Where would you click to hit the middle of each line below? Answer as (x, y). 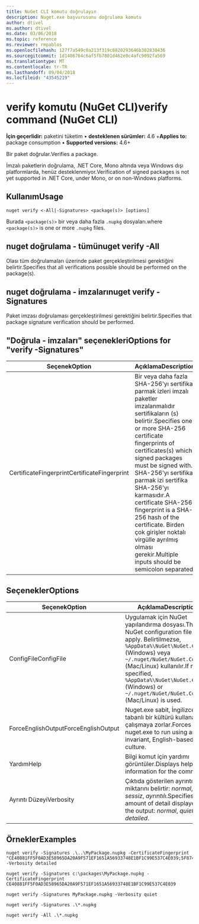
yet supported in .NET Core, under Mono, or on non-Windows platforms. (94, 178)
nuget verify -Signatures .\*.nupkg (51, 905)
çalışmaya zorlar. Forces (158, 725)
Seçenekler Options (43, 590)
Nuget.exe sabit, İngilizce (160, 710)
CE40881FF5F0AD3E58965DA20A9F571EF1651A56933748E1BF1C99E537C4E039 (91, 884)
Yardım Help (25, 764)
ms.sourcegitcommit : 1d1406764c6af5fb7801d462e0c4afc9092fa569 (86, 56)
